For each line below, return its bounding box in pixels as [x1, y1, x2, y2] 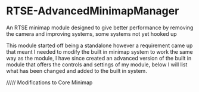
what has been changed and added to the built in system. [6, 67, 147, 74]
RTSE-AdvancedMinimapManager [6, 4, 179, 18]
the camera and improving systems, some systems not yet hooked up [6, 30, 177, 37]
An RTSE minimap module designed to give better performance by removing [6, 24, 194, 31]
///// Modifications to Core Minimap [6, 79, 93, 86]
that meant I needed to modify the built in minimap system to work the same [6, 48, 193, 55]
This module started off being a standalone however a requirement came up [6, 42, 193, 49]
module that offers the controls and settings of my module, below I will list [6, 61, 188, 68]
